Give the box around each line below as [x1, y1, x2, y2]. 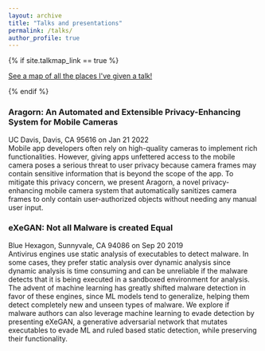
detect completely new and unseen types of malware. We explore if [8, 300, 230, 310]
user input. [8, 203, 44, 212]
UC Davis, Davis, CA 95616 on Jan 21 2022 [8, 135, 150, 144]
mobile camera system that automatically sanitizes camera [45, 185, 237, 195]
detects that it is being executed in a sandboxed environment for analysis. [8, 274, 251, 284]
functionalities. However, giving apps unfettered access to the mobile [8, 152, 236, 161]
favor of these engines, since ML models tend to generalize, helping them [8, 291, 250, 301]
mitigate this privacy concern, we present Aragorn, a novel [8, 177, 201, 187]
